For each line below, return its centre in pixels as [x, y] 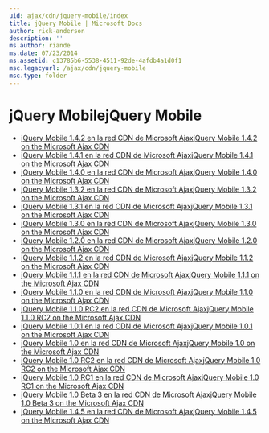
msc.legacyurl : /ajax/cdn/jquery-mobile [78, 68]
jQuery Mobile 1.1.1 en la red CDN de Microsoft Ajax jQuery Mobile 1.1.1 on [140, 274]
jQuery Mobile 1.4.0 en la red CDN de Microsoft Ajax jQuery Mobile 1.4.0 [139, 172]
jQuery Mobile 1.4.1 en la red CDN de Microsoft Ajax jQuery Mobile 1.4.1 [137, 155]
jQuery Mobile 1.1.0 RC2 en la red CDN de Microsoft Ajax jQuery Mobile [137, 309]
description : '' [36, 38]
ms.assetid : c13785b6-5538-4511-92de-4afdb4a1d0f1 [96, 61]
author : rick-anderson [47, 31]
